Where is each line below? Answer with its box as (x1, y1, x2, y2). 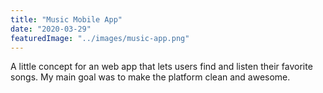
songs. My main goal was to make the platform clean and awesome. (10, 71, 291, 83)
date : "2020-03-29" (10, 24, 92, 34)
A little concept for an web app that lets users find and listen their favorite (10, 61, 313, 73)
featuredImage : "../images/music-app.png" (10, 33, 190, 43)
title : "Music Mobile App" (10, 14, 123, 25)
